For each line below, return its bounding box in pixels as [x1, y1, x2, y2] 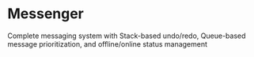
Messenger [7, 5, 85, 23]
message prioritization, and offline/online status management [7, 39, 207, 48]
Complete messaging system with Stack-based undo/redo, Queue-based [7, 31, 246, 40]
